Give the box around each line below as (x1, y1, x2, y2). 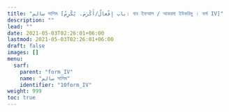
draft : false (7, 42, 45, 49)
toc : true (7, 95, 36, 102)
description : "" (7, 17, 54, 24)
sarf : (13, 62, 30, 69)
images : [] (7, 49, 39, 56)
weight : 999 (7, 88, 42, 95)
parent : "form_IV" (20, 68, 73, 75)
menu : (7, 56, 23, 63)
